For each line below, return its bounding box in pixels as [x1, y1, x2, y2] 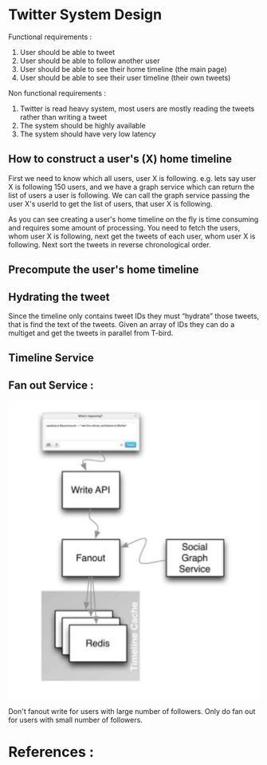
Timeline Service [8, 351, 94, 365]
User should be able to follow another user [19, 56, 160, 65]
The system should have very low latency [19, 129, 157, 139]
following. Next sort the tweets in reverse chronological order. [8, 239, 211, 249]
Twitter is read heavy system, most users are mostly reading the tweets [19, 104, 255, 113]
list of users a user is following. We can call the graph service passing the [8, 190, 250, 200]
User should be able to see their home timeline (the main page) [19, 64, 227, 73]
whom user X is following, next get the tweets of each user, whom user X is [8, 231, 256, 241]
